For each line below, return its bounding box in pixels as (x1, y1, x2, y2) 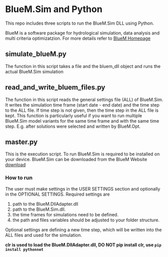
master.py (5, 137, 38, 146)
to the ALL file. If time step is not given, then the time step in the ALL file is (5, 107, 159, 113)
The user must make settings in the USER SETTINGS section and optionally (5, 186, 160, 192)
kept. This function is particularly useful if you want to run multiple (5, 112, 142, 119)
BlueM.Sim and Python (5, 4, 103, 15)
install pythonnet (5, 247, 44, 252)
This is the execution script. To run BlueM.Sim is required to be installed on (5, 151, 160, 157)
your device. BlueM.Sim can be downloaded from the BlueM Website (5, 156, 147, 162)
